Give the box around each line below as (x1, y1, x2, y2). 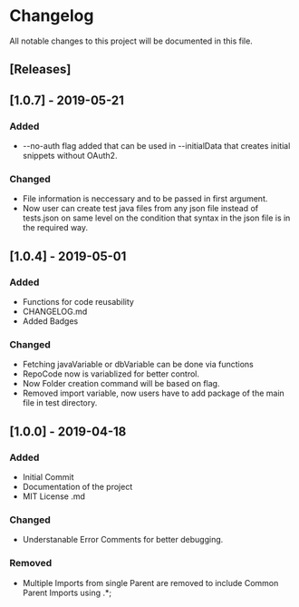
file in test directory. (22, 397, 98, 408)
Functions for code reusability (22, 297, 134, 307)
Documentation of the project (22, 481, 133, 492)
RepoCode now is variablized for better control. (22, 368, 200, 379)
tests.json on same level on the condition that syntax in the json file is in (22, 212, 291, 223)
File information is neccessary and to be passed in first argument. (22, 193, 268, 204)
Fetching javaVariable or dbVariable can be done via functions (22, 359, 254, 370)
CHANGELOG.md (22, 306, 88, 317)
